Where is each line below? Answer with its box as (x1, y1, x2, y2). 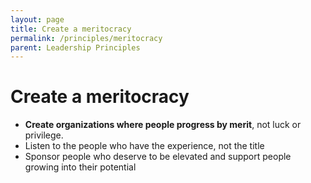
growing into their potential (24, 161, 137, 173)
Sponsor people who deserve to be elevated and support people (24, 151, 292, 163)
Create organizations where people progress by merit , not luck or (24, 119, 302, 131)
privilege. (24, 129, 64, 141)
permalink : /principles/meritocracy (10, 33, 163, 43)
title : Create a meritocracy (10, 24, 132, 34)
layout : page (10, 14, 65, 25)
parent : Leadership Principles (10, 42, 141, 53)
